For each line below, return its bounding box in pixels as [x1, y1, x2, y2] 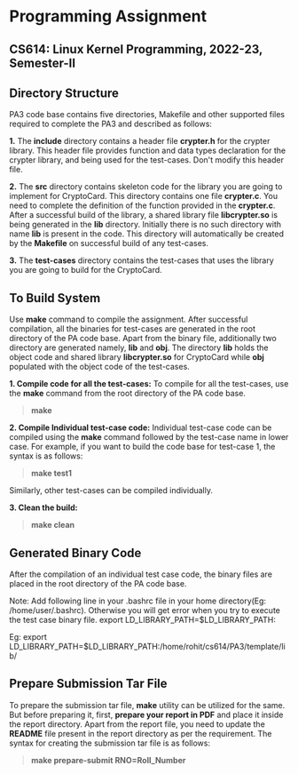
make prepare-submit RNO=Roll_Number [30, 754, 186, 765]
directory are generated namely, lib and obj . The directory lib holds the [9, 342, 269, 353]
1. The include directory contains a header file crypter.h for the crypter [9, 136, 271, 147]
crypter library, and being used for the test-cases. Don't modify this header [9, 155, 284, 165]
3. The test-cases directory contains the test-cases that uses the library [9, 255, 275, 266]
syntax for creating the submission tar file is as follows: [9, 738, 211, 748]
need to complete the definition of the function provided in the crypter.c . [9, 200, 276, 211]
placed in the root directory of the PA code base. [9, 579, 187, 589]
